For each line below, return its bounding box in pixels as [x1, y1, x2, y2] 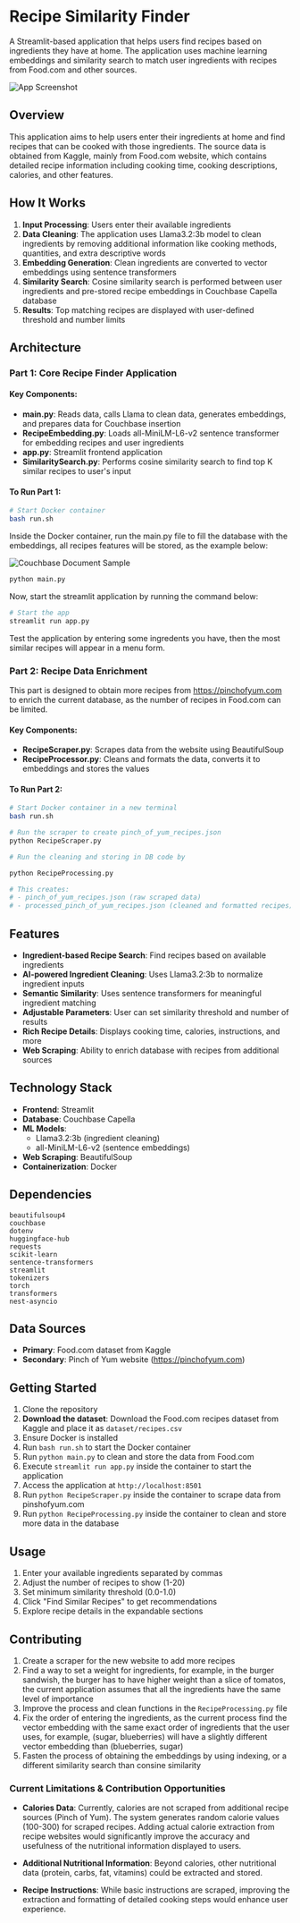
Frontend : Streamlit [21, 1104, 95, 1114]
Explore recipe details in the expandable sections [21, 1605, 204, 1616]
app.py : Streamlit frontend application [21, 447, 163, 458]
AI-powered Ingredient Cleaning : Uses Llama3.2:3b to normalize [21, 969, 263, 980]
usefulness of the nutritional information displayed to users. [21, 1841, 242, 1851]
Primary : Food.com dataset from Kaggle [21, 1344, 171, 1356]
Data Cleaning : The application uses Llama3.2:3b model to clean [21, 228, 262, 239]
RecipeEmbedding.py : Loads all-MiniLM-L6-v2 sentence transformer [21, 428, 279, 439]
